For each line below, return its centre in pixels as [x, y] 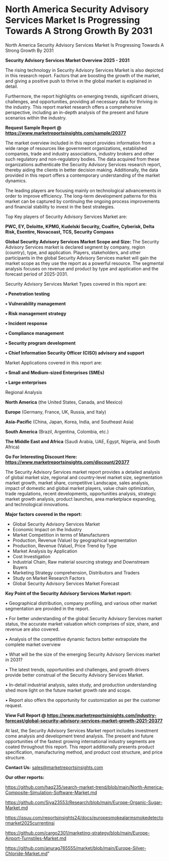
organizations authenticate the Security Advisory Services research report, [83, 164]
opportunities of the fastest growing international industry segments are [80, 741]
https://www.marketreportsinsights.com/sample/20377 [66, 133]
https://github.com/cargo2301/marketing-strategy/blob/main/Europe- [78, 833]
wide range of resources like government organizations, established [76, 148]
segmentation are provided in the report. [47, 608]
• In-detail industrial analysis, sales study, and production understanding [81, 685]
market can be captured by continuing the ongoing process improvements [83, 201]
